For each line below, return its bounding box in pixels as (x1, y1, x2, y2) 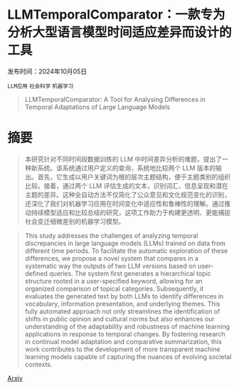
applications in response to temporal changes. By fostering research (24, 329, 225, 338)
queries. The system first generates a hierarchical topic (49, 269, 211, 278)
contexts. (24, 360, 53, 368)
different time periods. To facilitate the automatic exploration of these (24, 247, 228, 255)
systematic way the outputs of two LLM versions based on (24, 261, 197, 270)
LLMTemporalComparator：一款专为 (7, 6, 225, 23)
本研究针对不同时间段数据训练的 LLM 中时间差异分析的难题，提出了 (24, 155, 223, 163)
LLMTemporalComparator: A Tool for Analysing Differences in (24, 95, 206, 103)
